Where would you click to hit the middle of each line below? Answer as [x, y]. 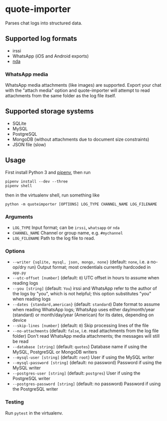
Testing [14, 402]
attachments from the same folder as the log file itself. [61, 96]
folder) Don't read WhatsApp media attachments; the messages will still [86, 336]
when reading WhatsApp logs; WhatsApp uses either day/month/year [83, 310]
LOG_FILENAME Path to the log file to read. [54, 238]
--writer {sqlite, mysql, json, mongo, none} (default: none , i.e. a [81, 262]
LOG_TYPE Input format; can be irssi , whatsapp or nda [66, 227]
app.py [19, 273]
